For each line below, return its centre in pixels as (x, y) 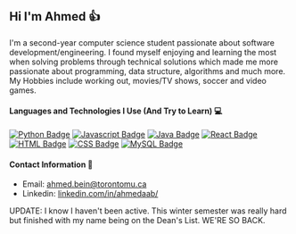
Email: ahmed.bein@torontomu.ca (84, 184)
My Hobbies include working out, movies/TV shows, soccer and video (138, 80)
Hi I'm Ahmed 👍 (55, 17)
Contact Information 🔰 (51, 164)
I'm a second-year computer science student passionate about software (142, 42)
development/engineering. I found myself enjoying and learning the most (143, 52)
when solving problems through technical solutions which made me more (144, 62)
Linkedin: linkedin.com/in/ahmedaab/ (90, 194)
